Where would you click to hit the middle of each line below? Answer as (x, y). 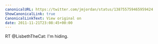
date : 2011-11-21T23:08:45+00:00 (39, 23)
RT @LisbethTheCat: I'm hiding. (37, 36)
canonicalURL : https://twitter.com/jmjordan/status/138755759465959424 (79, 9)
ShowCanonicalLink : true (30, 14)
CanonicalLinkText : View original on (43, 18)
